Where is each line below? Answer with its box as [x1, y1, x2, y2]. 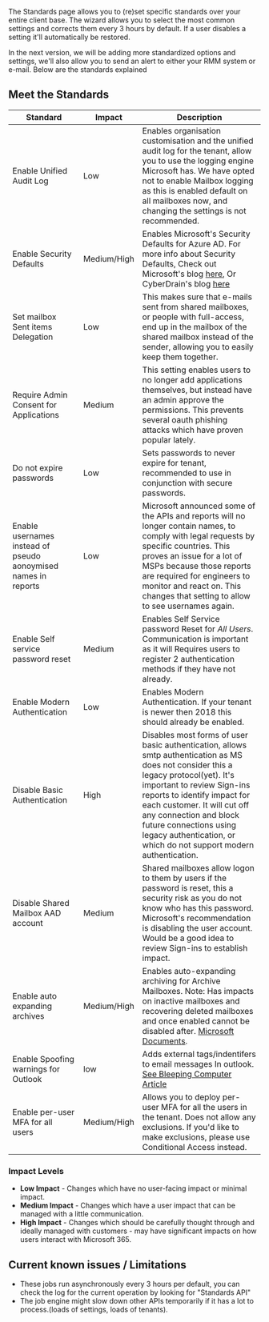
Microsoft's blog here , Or [142, 268, 236, 279]
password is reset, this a [142, 882, 234, 893]
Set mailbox [12, 311, 57, 322]
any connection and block [142, 809, 240, 820]
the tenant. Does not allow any [142, 1112, 256, 1123]
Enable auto [12, 990, 58, 1001]
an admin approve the [142, 394, 224, 405]
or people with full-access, [142, 311, 244, 322]
